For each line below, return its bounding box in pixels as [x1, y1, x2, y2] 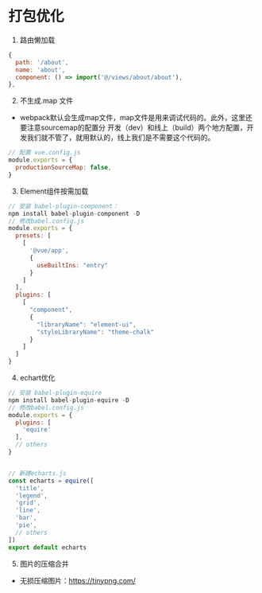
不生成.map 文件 [19, 96, 74, 106]
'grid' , [15, 499, 41, 507]
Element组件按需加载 [19, 186, 89, 196]
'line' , [15, 506, 41, 514]
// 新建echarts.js [8, 469, 67, 478]
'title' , [15, 484, 44, 492]
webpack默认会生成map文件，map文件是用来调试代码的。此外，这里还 [19, 113, 252, 123]
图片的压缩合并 [19, 559, 69, 568]
